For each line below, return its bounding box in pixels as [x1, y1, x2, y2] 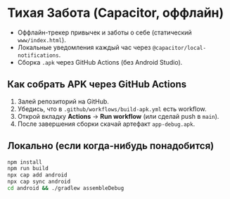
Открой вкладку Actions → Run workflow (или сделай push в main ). [17, 112, 219, 120]
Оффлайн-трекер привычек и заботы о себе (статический [17, 28, 192, 37]
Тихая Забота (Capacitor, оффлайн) [7, 5, 224, 21]
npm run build [7, 165, 49, 172]
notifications [17, 51, 59, 59]
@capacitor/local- [152, 44, 206, 51]
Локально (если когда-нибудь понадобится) [7, 140, 215, 152]
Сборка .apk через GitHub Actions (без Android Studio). [17, 58, 183, 66]
